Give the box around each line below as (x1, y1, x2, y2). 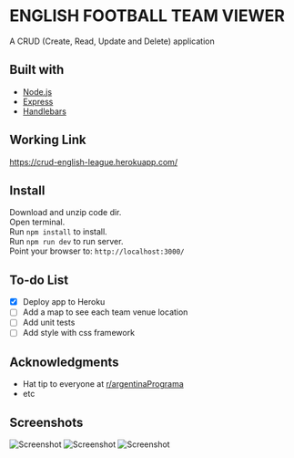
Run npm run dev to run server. (9, 236, 124, 247)
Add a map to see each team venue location (22, 307, 188, 317)
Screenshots (9, 414, 84, 430)
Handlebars (22, 106, 66, 117)
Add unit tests (22, 317, 76, 328)
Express (22, 96, 54, 107)
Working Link (9, 132, 86, 148)
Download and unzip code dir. (9, 207, 122, 218)
